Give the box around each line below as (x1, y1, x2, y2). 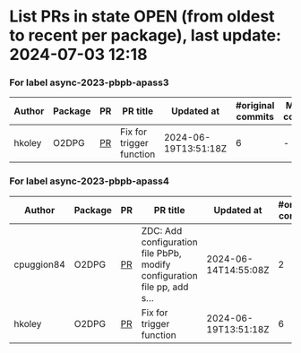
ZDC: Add (141, 224, 183, 237)
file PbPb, (141, 246, 182, 259)
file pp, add (141, 280, 189, 293)
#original (236, 99, 275, 112)
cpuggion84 (13, 258, 65, 271)
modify (141, 258, 171, 271)
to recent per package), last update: (9, 25, 282, 46)
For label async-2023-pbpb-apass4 (9, 175, 170, 187)
